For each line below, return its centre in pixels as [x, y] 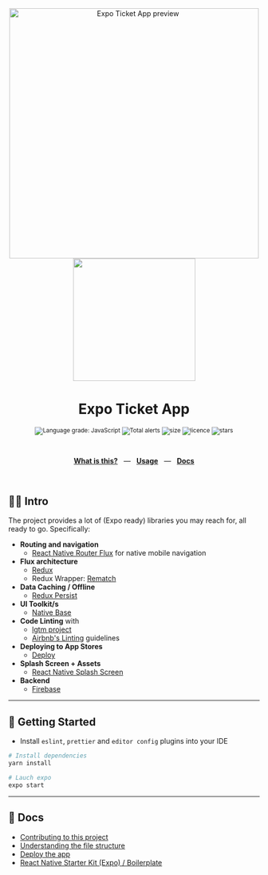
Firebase [46, 689]
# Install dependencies [48, 756]
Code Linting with [49, 621]
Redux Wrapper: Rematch [74, 579]
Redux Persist [55, 596]
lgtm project [51, 630]
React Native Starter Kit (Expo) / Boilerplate [91, 862]
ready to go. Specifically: [49, 529]
